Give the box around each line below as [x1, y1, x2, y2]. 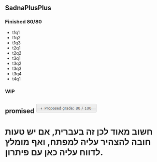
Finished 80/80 [5, 18, 42, 25]
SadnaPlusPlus [5, 4, 52, 12]
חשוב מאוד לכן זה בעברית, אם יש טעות [5, 126, 153, 137]
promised [5, 107, 35, 115]
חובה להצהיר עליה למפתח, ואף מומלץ [5, 137, 151, 147]
